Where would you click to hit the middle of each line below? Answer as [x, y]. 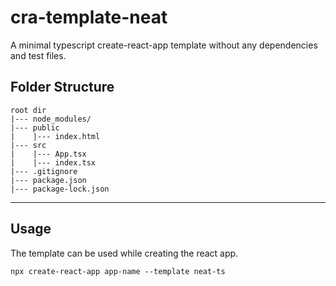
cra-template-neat [89, 17]
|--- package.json [48, 180]
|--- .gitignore [44, 171]
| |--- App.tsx [48, 154]
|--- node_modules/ [51, 119]
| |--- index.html [55, 136]
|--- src [28, 145]
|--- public [35, 127]
